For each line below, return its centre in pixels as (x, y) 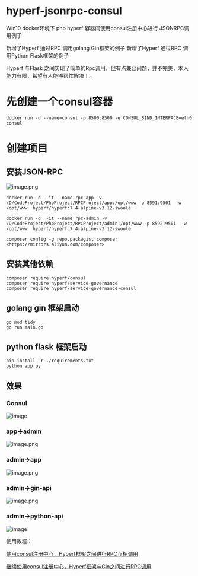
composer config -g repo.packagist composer (62, 239)
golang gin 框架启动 (43, 308)
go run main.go (25, 327)
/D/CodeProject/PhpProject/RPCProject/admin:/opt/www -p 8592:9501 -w (96, 224)
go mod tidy (21, 322)
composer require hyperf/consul (46, 278)
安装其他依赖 (30, 264)
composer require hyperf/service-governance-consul (71, 288)
